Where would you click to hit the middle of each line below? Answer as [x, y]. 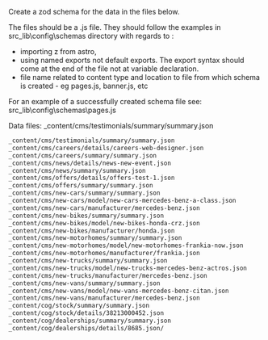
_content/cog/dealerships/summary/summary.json [90, 321]
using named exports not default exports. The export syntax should [132, 60]
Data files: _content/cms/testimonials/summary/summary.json [111, 126]
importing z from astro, [58, 51]
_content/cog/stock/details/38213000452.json [86, 313]
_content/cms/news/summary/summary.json [77, 170]
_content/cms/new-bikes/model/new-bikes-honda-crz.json [104, 223]
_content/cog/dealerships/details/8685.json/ [86, 328]
